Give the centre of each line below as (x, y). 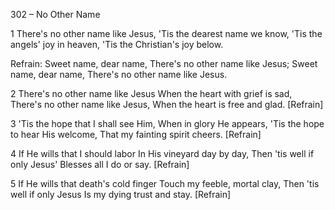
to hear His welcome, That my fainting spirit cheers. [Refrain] (136, 134)
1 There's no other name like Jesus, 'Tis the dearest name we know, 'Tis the (166, 33)
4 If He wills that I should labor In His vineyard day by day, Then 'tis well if (162, 153)
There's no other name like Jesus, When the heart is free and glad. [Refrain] (167, 104)
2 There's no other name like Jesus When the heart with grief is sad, (151, 93)
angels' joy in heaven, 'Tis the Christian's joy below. (117, 44)
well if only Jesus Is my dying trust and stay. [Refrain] (121, 194)
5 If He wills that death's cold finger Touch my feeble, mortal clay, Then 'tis (165, 183)
